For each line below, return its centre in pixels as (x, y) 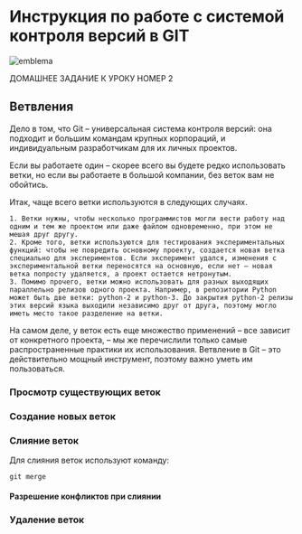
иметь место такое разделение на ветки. (87, 314)
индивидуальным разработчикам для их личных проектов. (123, 147)
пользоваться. (37, 369)
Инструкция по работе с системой (147, 17)
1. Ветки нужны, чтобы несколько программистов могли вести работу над (147, 219)
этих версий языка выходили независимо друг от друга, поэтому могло (143, 305)
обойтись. (29, 184)
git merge (28, 476)
